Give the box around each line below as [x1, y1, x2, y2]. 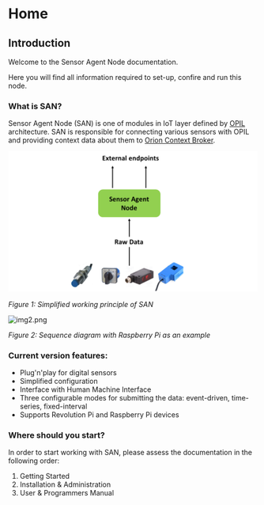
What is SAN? [8, 101, 62, 112]
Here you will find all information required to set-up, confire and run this [8, 73, 242, 82]
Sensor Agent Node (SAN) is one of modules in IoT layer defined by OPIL [8, 119, 246, 128]
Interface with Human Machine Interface [19, 385, 152, 394]
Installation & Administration [19, 480, 111, 489]
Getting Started [19, 472, 70, 481]
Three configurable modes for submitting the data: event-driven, [19, 393, 231, 403]
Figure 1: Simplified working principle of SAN [8, 299, 154, 309]
